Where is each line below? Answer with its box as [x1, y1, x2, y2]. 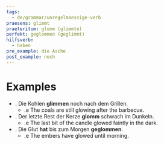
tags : [6, 8, 20, 15]
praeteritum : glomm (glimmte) [6, 25, 83, 32]
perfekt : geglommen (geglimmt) [6, 31, 85, 37]
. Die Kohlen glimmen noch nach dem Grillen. [14, 100, 128, 107]
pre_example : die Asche [6, 48, 66, 54]
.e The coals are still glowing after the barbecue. [24, 106, 145, 114]
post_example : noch [6, 54, 55, 60]
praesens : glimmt [6, 20, 50, 26]
